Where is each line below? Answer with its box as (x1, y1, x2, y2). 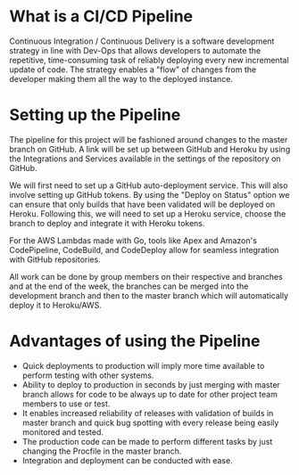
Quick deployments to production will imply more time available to (21, 360, 265, 371)
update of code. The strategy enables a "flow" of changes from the (9, 64, 257, 75)
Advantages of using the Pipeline (9, 332, 261, 351)
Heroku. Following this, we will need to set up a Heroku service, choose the (9, 208, 287, 219)
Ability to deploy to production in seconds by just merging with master (21, 379, 281, 389)
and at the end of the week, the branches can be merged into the (9, 281, 249, 291)
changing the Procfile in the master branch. (21, 446, 182, 456)
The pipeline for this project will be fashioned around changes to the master (9, 134, 288, 144)
